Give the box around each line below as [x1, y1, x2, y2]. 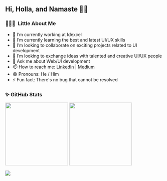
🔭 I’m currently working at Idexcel [12, 31, 82, 38]
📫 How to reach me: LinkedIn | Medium [12, 64, 95, 70]
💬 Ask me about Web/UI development [12, 58, 90, 64]
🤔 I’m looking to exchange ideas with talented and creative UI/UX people [12, 53, 162, 59]
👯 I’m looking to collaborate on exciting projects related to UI [12, 42, 137, 48]
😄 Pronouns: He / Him [12, 71, 59, 77]
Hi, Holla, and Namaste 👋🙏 [5, 5, 88, 14]
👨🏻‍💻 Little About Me [5, 20, 56, 27]
